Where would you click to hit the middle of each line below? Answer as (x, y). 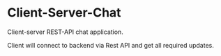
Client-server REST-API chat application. (65, 32)
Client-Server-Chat (64, 13)
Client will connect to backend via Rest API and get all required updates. (110, 45)
